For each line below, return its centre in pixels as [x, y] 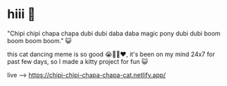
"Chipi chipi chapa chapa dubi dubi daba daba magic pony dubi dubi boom [114, 33]
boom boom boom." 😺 [39, 40]
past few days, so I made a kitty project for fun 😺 [78, 61]
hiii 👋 [21, 14]
